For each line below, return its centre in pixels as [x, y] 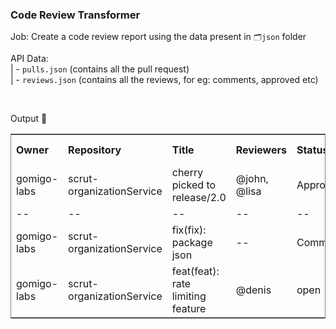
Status [312, 150]
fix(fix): [189, 230]
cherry [187, 173]
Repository [95, 150]
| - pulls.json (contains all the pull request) [100, 69]
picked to [194, 185]
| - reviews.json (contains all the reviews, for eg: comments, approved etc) [164, 80]
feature [189, 309]
